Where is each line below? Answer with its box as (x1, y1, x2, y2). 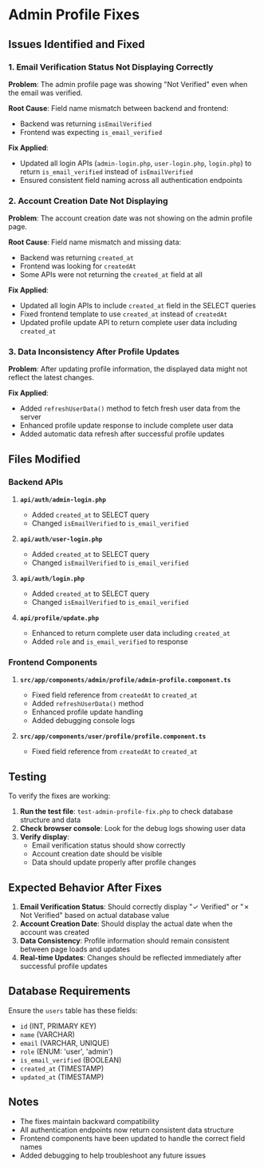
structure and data (19, 815, 81, 824)
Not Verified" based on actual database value (19, 911, 170, 920)
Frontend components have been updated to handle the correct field (19, 1133, 246, 1143)
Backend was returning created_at (19, 253, 134, 263)
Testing (8, 769, 47, 784)
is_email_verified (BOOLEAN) (19, 1055, 122, 1064)
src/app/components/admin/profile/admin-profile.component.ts (19, 677, 231, 685)
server (19, 412, 41, 422)
